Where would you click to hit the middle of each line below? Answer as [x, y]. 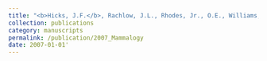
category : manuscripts [46, 30]
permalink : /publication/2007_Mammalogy [76, 38]
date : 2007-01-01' [39, 45]
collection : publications [51, 23]
